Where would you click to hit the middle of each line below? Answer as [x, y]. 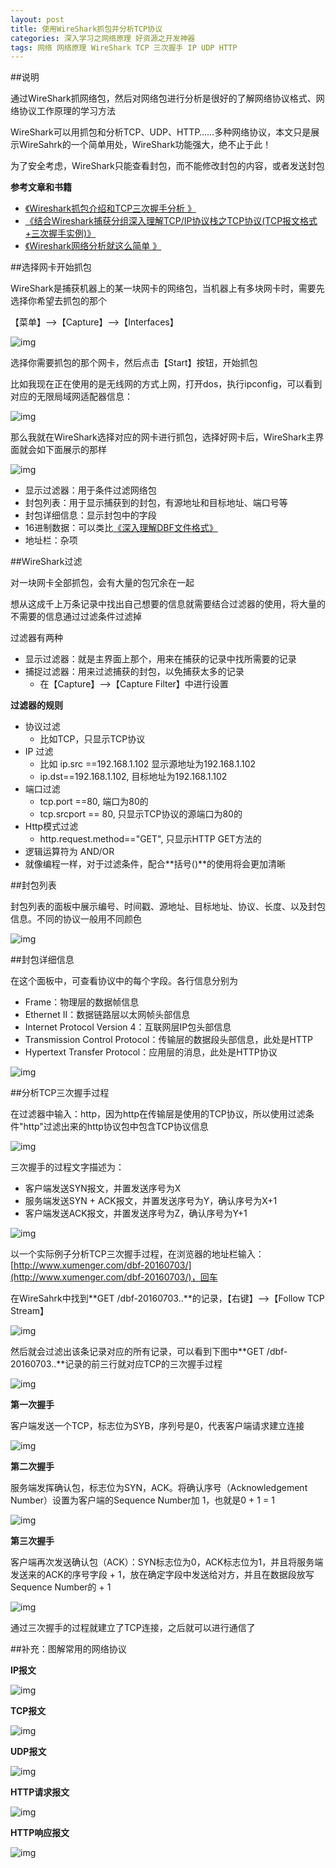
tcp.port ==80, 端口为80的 [94, 802]
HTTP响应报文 [40, 1833]
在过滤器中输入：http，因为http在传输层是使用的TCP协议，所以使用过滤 [158, 1114]
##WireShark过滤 [46, 562]
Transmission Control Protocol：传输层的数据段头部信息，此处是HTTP [168, 1040]
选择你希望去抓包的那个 [58, 301]
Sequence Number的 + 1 [61, 1587]
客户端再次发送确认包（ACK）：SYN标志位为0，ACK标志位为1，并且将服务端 [167, 1562]
